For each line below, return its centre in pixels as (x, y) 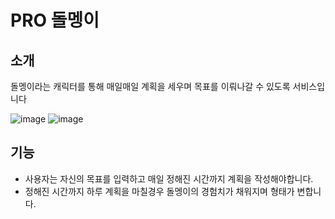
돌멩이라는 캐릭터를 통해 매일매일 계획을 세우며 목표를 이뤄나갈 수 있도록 (150, 86)
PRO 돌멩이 (55, 20)
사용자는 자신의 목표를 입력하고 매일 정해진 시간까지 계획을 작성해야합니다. (169, 178)
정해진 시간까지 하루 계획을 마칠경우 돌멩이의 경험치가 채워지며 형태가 (159, 191)
